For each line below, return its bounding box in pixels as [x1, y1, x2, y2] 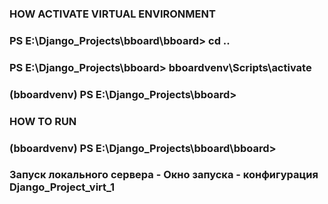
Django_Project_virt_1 [9, 180, 116, 194]
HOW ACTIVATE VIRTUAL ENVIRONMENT [9, 7, 216, 21]
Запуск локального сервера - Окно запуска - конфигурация [9, 168, 319, 182]
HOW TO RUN [9, 114, 77, 128]
